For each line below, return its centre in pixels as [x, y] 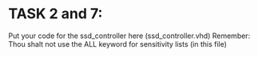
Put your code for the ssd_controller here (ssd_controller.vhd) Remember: [129, 36]
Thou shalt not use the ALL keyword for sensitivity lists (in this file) [118, 44]
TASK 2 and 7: [56, 14]
